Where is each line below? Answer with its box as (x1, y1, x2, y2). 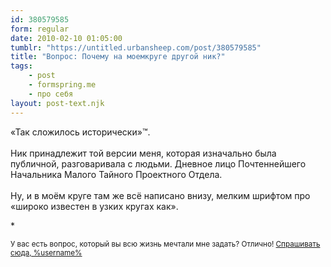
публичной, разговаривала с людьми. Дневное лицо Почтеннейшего (10, 157, 307, 170)
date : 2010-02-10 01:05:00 (10, 33, 123, 43)
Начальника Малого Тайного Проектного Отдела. (10, 168, 223, 180)
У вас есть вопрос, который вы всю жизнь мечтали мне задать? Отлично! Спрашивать (10, 239, 321, 249)
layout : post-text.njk (10, 98, 105, 108)
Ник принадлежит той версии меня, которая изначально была (10, 147, 277, 159)
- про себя (28, 89, 74, 99)
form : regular (10, 24, 70, 34)
